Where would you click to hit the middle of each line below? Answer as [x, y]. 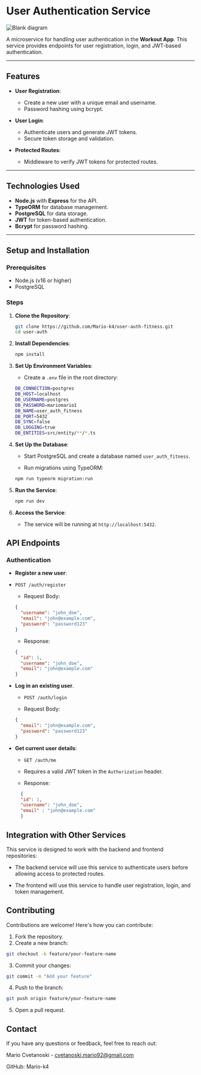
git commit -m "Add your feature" [49, 976]
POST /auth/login [45, 698]
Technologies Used [43, 186]
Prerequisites [26, 267]
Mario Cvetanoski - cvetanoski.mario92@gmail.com [70, 1055]
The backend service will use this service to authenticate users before [101, 867]
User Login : [30, 120]
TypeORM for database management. [62, 207]
